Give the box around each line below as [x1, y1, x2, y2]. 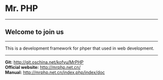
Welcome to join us [5, 28, 64, 36]
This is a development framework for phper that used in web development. [5, 45, 154, 51]
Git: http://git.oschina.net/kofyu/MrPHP [5, 59, 84, 65]
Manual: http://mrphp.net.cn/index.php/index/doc [5, 69, 105, 75]
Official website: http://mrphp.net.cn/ [5, 64, 81, 70]
